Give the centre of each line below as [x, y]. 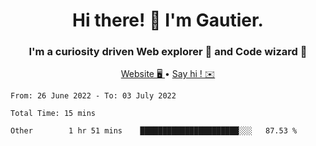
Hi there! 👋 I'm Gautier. [168, 20]
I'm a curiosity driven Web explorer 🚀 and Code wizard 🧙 [168, 52]
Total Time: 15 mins [53, 114]
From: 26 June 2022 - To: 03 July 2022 [93, 96]
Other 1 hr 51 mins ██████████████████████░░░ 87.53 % [154, 131]
